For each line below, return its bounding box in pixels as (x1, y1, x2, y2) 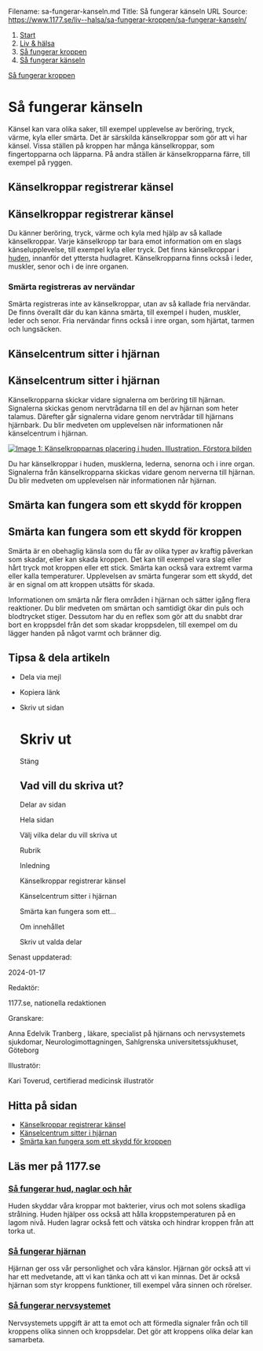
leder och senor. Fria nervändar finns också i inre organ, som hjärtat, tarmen (8, 316, 255, 325)
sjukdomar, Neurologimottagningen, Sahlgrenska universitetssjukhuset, (8, 1037, 239, 1047)
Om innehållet (19, 922, 65, 932)
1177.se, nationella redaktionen (8, 998, 107, 1008)
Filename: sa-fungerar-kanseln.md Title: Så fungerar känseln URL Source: (8, 7, 248, 16)
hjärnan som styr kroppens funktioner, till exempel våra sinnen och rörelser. (8, 1280, 253, 1290)
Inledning (19, 861, 50, 870)
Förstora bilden (203, 444, 252, 453)
